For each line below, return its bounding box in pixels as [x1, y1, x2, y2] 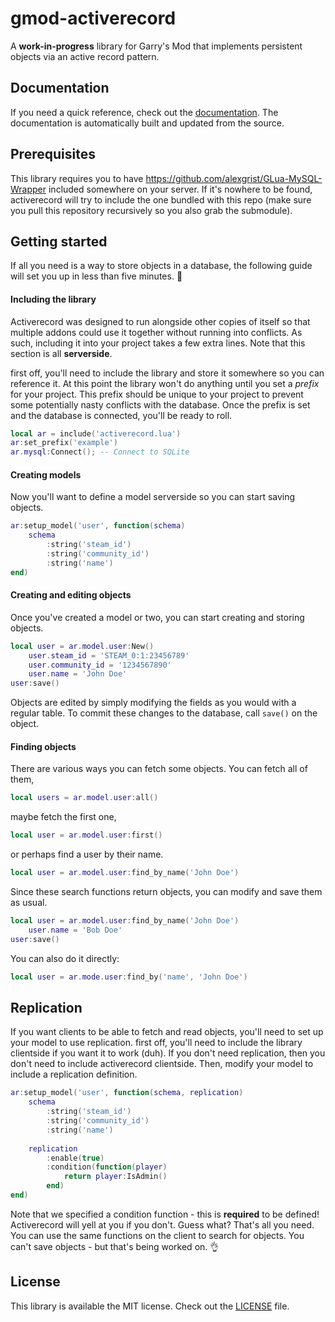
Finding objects [10, 740, 77, 752]
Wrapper [10, 183, 47, 195]
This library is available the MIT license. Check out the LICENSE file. [10, 1300, 290, 1312]
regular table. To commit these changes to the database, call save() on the [10, 707, 318, 719]
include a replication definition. [10, 1068, 138, 1081]
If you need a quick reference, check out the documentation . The [10, 106, 279, 118]
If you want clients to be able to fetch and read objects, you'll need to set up [10, 1026, 324, 1038]
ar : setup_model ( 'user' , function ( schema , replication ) [10, 1088, 244, 1098]
